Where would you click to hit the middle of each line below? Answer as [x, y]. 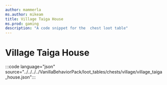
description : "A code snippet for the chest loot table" [67, 28]
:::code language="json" [30, 67]
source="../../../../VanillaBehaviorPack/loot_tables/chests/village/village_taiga [84, 72]
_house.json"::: [20, 77]
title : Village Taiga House [34, 19]
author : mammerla [23, 10]
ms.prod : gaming [22, 24]
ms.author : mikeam [24, 14]
